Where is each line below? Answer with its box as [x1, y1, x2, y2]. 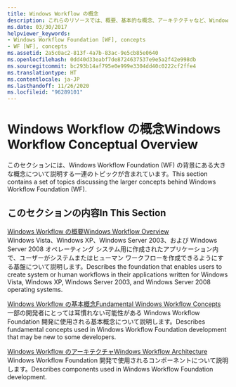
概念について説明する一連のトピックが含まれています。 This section [13, 170, 208, 178]
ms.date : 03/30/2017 [7, 23, 68, 30]
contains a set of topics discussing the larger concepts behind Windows [7, 177, 216, 186]
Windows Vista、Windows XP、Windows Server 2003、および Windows [7, 236, 218, 244]
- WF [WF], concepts [7, 43, 68, 50]
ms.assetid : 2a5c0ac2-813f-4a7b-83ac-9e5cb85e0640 [7, 50, 159, 57]
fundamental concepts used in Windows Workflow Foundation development [7, 325, 227, 334]
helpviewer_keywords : [7, 30, 71, 37]
